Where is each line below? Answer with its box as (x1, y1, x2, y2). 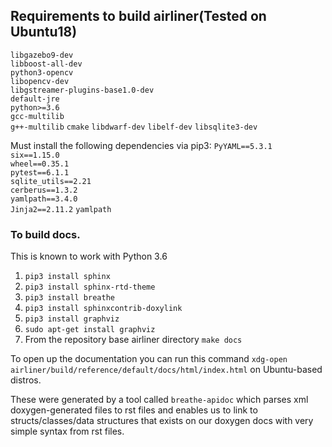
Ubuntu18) (10, 24, 78, 41)
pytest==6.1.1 (10, 167, 70, 178)
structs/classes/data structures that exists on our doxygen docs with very (10, 415, 314, 427)
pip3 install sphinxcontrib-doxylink (24, 304, 183, 314)
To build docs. (10, 227, 81, 241)
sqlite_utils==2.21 (10, 176, 92, 186)
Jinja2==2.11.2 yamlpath (10, 204, 112, 214)
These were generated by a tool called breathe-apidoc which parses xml (10, 394, 309, 406)
